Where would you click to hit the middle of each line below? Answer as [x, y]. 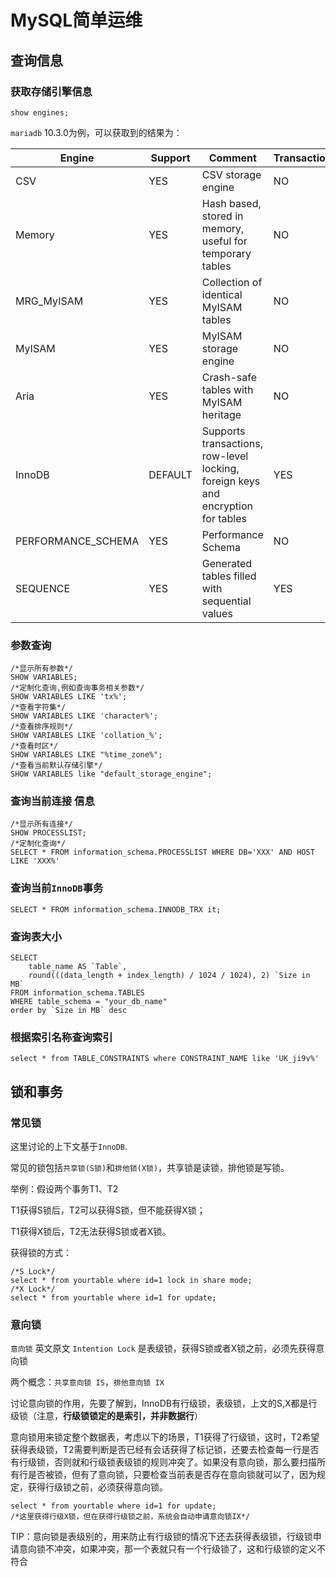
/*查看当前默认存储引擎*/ [56, 766]
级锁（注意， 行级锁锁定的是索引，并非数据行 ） [106, 1416]
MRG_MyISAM [49, 301]
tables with [227, 389]
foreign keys [231, 481]
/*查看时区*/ [34, 746]
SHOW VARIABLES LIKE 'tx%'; [69, 697]
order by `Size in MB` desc [69, 1011]
